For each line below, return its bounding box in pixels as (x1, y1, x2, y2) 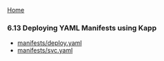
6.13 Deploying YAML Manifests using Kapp (7, 23, 157, 33)
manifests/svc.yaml (17, 46, 73, 55)
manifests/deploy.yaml (17, 39, 82, 47)
